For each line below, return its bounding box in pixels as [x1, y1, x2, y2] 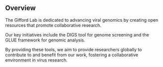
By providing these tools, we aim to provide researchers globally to [5, 46, 142, 52]
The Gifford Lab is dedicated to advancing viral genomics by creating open [5, 17, 159, 23]
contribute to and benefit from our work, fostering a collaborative [5, 52, 138, 58]
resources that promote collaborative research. [5, 22, 102, 28]
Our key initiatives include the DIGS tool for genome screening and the [5, 32, 149, 37]
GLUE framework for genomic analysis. [5, 37, 85, 43]
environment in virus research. [5, 57, 68, 63]
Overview [5, 4, 36, 12]
